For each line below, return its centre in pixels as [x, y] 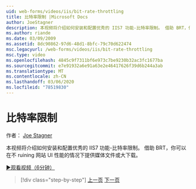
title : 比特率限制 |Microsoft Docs [47, 17]
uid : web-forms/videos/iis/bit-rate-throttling [65, 11]
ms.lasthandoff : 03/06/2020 [40, 82]
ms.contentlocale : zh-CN [36, 76]
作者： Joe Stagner [29, 135]
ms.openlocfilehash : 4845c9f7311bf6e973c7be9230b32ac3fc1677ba [85, 60]
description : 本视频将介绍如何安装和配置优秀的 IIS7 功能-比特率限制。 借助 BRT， [97, 28]
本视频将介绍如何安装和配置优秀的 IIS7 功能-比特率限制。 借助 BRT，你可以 [96, 148]
